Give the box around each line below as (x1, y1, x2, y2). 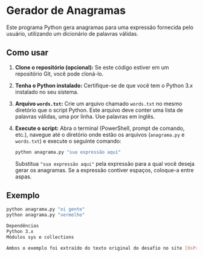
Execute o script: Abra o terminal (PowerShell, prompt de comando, (14, 125, 185, 132)
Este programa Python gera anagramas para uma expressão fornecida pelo (6, 24, 194, 31)
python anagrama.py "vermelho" (6, 212, 85, 218)
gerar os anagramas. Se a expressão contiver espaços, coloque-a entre (14, 166, 195, 174)
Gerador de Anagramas (6, 4, 126, 18)
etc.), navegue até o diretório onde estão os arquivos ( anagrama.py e (14, 131, 185, 138)
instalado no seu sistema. (14, 88, 79, 96)
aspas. (14, 173, 32, 180)
